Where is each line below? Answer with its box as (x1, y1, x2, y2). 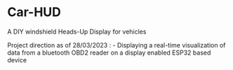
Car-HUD (7, 4, 62, 20)
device (7, 55, 27, 64)
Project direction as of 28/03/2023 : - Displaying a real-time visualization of (7, 41, 226, 49)
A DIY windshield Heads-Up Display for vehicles (7, 27, 147, 36)
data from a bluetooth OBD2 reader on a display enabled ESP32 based (7, 48, 211, 57)
